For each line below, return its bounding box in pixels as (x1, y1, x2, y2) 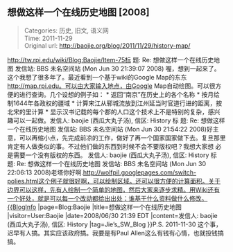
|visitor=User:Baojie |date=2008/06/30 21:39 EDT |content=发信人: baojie (7, 211, 218, 219)
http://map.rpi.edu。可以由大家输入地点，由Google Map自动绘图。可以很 (7, 82, 216, 90)
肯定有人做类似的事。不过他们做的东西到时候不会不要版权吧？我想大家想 (7, 142, 214, 150)
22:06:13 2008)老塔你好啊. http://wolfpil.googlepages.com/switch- (7, 168, 196, 177)
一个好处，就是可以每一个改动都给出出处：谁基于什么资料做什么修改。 (7, 194, 208, 202)
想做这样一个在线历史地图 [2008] (7, 6, 150, 19)
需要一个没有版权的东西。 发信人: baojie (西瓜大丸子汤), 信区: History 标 (12, 151, 217, 159)
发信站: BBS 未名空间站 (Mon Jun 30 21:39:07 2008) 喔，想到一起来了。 (15, 64, 221, 73)
